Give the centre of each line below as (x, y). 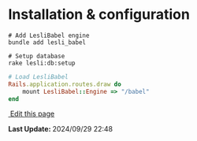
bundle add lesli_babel (47, 42)
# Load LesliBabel (38, 76)
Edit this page (32, 114)
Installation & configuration (99, 15)
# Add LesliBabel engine (49, 35)
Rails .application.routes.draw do (65, 84)
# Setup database (37, 56)
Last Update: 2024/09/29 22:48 (60, 129)
